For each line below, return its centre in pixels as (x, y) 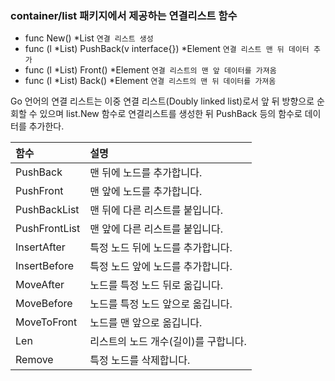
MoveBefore (44, 304)
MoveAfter (40, 285)
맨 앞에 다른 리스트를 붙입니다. (156, 229)
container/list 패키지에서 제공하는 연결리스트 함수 (124, 15)
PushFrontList (48, 229)
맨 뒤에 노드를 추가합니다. (146, 173)
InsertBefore (44, 266)
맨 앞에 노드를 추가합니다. (146, 192)
